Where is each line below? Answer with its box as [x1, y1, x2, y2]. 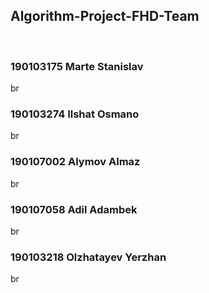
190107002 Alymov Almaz [10, 155, 141, 169]
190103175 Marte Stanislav [10, 59, 144, 73]
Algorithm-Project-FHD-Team [10, 8, 200, 25]
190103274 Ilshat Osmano [10, 107, 140, 121]
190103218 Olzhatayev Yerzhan [10, 250, 167, 264]
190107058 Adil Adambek [10, 202, 138, 216]
